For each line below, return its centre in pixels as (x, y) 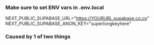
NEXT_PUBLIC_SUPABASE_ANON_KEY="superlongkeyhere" (68, 23)
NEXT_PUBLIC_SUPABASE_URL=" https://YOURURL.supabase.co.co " (77, 18)
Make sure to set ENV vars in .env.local (55, 7)
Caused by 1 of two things (38, 36)
